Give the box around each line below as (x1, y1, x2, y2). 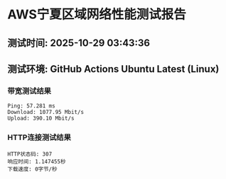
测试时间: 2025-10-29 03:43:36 (7, 37, 151, 49)
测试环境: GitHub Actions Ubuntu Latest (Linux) (7, 63, 220, 75)
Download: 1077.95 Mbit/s (7, 109, 84, 116)
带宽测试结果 (7, 86, 52, 96)
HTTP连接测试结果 (7, 132, 71, 142)
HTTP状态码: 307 (7, 150, 53, 158)
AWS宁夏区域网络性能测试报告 (7, 6, 187, 23)
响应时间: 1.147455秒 (7, 158, 66, 165)
